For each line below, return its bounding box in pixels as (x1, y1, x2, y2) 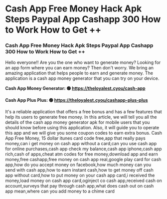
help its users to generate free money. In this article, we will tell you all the (5, 114, 157, 120)
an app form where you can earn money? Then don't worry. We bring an (5, 65, 154, 71)
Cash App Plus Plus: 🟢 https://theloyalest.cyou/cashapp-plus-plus (5, 97, 148, 103)
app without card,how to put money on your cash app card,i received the (5, 173, 155, 179)
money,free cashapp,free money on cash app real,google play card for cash (5, 157, 162, 163)
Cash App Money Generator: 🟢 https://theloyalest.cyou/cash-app (5, 85, 146, 91)
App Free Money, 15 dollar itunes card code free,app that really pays (5, 135, 146, 141)
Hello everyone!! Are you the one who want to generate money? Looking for (5, 59, 161, 65)
